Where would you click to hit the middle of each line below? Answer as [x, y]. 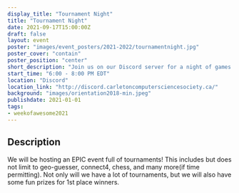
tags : [15, 107]
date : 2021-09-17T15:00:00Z [49, 27]
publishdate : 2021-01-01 [44, 100]
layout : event [29, 41]
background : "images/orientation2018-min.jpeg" [80, 93]
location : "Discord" [38, 80]
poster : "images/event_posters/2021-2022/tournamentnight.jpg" [103, 47]
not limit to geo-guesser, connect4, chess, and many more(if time [103, 167]
